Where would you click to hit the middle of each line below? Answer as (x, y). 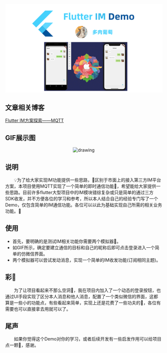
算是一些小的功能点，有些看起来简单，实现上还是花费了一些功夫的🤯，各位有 (83, 303)
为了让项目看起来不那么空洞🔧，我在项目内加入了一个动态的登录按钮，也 (87, 290)
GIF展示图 (20, 138)
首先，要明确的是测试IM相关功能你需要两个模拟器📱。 (67, 241)
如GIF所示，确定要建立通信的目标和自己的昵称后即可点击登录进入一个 (84, 247)
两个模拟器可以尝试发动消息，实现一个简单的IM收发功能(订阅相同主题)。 (86, 260)
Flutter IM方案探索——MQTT (34, 121)
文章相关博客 (25, 107)
